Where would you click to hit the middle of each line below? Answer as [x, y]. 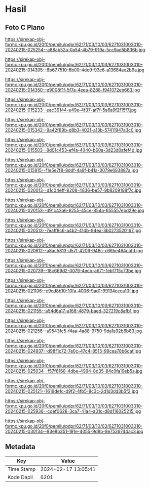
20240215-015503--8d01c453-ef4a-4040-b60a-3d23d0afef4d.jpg [74, 150]
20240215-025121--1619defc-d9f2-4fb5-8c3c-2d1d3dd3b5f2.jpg [72, 391]
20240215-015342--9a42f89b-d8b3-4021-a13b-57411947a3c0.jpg [73, 130]
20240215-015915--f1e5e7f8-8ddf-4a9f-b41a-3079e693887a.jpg [72, 170]
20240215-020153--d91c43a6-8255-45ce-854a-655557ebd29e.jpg [75, 210]
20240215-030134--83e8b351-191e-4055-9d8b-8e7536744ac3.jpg [74, 431]
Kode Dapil [20, 477]
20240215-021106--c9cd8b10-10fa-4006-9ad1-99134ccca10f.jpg [72, 291]
